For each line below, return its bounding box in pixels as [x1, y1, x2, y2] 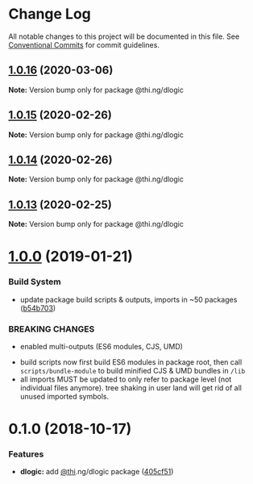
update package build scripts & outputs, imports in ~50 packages [19, 294, 238, 304]
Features [8, 449, 44, 460]
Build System [8, 276, 62, 287]
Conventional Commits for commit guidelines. [8, 40, 160, 49]
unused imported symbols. [19, 391, 110, 401]
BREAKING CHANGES [8, 323, 95, 335]
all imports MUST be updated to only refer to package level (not [19, 374, 232, 384]
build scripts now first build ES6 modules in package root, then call [19, 357, 243, 367]
